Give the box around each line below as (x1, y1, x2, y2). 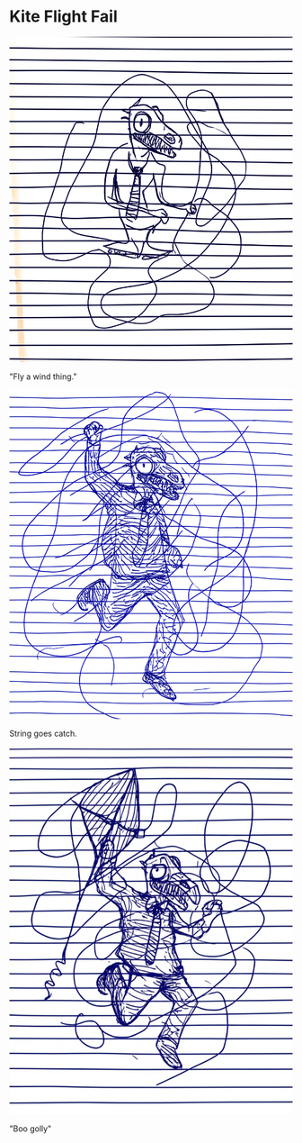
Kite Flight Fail (9, 6, 119, 27)
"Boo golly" (9, 1123, 52, 1134)
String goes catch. (9, 728, 78, 739)
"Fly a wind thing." (9, 371, 77, 382)
